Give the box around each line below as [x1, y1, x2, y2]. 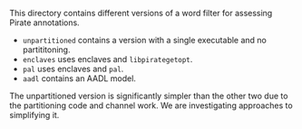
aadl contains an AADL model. [22, 73, 136, 84]
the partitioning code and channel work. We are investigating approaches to [9, 100, 293, 111]
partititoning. [22, 44, 71, 55]
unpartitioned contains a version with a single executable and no [22, 35, 268, 45]
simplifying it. [9, 110, 60, 120]
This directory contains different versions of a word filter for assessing [9, 8, 273, 18]
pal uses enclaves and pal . [22, 63, 124, 74]
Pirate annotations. [9, 17, 80, 28]
